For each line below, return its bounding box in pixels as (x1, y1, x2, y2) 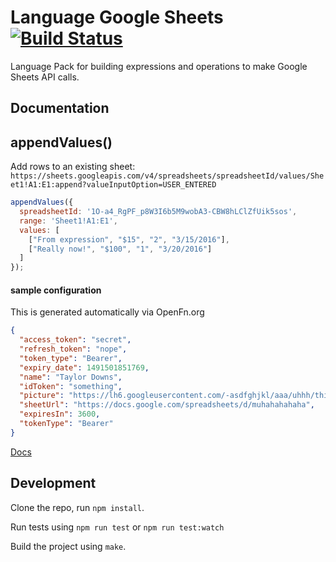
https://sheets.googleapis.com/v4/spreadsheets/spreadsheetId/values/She (10, 171, 325, 181)
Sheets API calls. (10, 71, 80, 83)
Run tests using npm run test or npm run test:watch (10, 521, 225, 533)
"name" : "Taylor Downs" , (19, 372, 123, 382)
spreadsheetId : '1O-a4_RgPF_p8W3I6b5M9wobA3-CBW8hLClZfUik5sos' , (19, 207, 298, 217)
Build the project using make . (10, 540, 127, 552)
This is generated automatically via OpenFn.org (10, 306, 205, 318)
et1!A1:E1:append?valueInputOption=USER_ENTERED (10, 180, 217, 190)
